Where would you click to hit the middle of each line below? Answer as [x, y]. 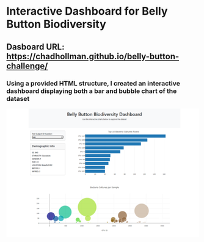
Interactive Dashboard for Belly [87, 11]
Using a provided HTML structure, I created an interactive [93, 83]
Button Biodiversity [56, 24]
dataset [18, 98]
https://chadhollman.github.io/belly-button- [93, 56]
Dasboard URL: [35, 47]
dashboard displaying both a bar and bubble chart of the [92, 91]
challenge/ [27, 66]
